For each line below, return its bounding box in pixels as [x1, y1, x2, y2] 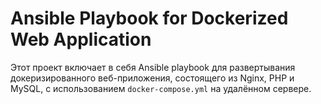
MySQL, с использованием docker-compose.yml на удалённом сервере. [10, 82, 312, 94]
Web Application [10, 28, 152, 51]
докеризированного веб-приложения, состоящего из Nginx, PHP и [10, 72, 295, 84]
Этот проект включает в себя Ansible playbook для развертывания [10, 61, 296, 73]
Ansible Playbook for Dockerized [10, 7, 289, 30]
